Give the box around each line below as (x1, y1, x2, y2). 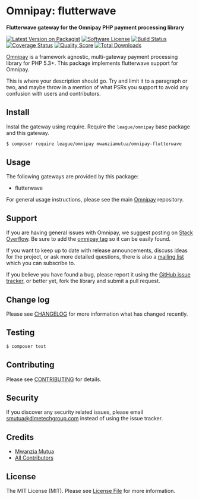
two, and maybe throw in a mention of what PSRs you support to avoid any (6, 83, 189, 90)
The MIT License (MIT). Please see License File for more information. (6, 488, 175, 494)
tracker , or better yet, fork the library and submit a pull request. (6, 278, 160, 285)
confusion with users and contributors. (6, 90, 101, 97)
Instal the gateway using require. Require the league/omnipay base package (6, 123, 190, 130)
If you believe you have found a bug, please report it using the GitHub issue (6, 271, 191, 278)
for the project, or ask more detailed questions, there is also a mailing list (6, 253, 184, 260)
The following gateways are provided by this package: (6, 173, 139, 180)
